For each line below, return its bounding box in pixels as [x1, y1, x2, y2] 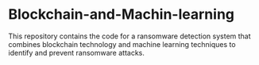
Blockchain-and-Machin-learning [8, 5, 234, 23]
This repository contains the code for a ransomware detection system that [8, 31, 252, 41]
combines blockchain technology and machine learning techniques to [8, 39, 236, 49]
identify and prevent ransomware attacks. [8, 48, 145, 57]
